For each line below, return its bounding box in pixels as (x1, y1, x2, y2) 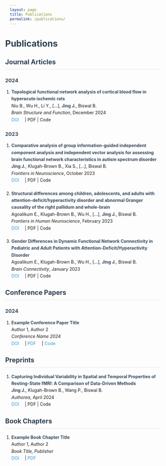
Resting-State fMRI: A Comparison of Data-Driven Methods (11, 380, 136, 387)
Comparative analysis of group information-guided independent (11, 142, 147, 149)
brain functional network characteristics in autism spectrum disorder (11, 157, 157, 163)
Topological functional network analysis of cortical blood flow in (11, 89, 147, 95)
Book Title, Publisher (11, 448, 54, 454)
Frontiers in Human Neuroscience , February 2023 (11, 218, 113, 224)
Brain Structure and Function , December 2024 (11, 110, 107, 116)
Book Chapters (5, 417, 53, 425)
